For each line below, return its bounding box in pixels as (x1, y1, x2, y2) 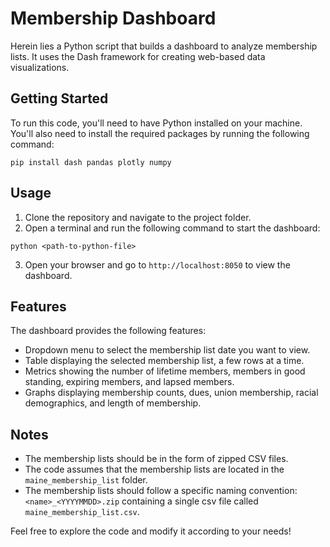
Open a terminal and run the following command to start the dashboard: (24, 222, 321, 234)
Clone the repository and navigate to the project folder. (24, 211, 252, 223)
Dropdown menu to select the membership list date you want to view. (24, 344, 311, 356)
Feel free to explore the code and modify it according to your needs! (10, 525, 292, 537)
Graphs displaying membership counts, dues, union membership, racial (24, 387, 319, 399)
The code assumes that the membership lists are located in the (24, 463, 285, 476)
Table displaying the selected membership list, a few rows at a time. (24, 355, 305, 367)
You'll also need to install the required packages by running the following (10, 127, 310, 139)
